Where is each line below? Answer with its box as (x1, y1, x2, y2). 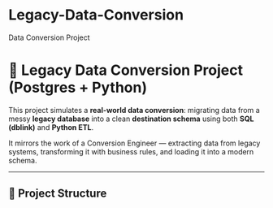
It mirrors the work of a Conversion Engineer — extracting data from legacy (8, 138, 261, 148)
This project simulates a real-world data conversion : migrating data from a (8, 105, 260, 115)
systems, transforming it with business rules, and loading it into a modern (8, 146, 254, 156)
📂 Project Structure (8, 187, 107, 201)
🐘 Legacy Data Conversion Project (8, 61, 244, 80)
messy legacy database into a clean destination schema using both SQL (8, 114, 254, 123)
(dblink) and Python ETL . (8, 122, 94, 132)
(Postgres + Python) (8, 79, 148, 97)
